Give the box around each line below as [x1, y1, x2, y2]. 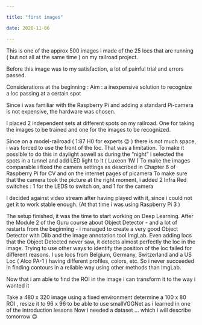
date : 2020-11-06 [6, 25, 50, 31]
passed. [6, 71, 27, 79]
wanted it [6, 282, 30, 289]
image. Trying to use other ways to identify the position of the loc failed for [6, 244, 192, 251]
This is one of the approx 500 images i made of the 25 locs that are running [6, 47, 194, 54]
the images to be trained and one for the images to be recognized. [6, 126, 171, 133]
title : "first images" [6, 14, 63, 20]
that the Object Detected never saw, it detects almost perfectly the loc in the [6, 238, 196, 245]
